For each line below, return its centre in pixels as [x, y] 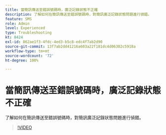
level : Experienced [25, 28]
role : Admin [17, 23]
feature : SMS [19, 19]
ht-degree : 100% [22, 60]
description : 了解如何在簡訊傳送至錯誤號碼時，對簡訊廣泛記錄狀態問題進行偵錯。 [78, 14]
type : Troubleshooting [28, 33]
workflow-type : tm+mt [27, 51]
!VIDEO [24, 128]
